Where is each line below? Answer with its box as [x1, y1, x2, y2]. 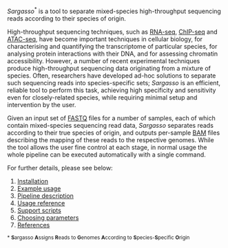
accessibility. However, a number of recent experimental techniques [7, 56, 200, 65]
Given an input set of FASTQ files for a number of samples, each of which [7, 113, 216, 122]
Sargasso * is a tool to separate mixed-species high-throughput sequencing [7, 6, 222, 15]
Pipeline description [17, 192, 74, 200]
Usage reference [17, 199, 65, 207]
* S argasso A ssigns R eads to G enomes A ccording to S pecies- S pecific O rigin [7, 234, 190, 241]
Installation [17, 177, 49, 185]
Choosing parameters [17, 213, 79, 222]
